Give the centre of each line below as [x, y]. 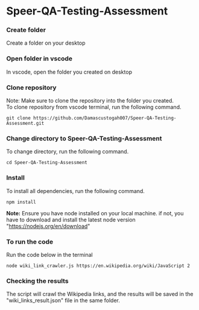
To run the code [30, 241]
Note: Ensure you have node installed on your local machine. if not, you [95, 213]
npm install [21, 202]
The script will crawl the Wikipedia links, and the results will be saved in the [100, 294]
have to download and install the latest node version [71, 220]
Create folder [26, 30]
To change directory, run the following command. [68, 151]
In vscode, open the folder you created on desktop [69, 72]
